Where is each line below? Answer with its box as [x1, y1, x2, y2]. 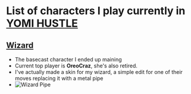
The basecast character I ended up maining [14, 56, 122, 63]
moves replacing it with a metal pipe [14, 75, 104, 82]
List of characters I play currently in [6, 4, 186, 18]
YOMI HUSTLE [6, 17, 79, 30]
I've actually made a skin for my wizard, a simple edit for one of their [14, 69, 183, 75]
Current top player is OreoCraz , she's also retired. [14, 62, 138, 69]
